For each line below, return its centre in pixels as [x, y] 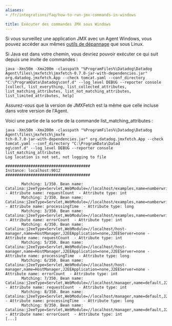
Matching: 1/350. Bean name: [52, 184]
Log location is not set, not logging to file [56, 157]
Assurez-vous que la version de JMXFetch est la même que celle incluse [82, 105]
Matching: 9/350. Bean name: [52, 305]
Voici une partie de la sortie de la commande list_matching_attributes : [79, 121]
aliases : [15, 10]
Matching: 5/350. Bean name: [52, 243]
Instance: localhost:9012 [33, 171]
